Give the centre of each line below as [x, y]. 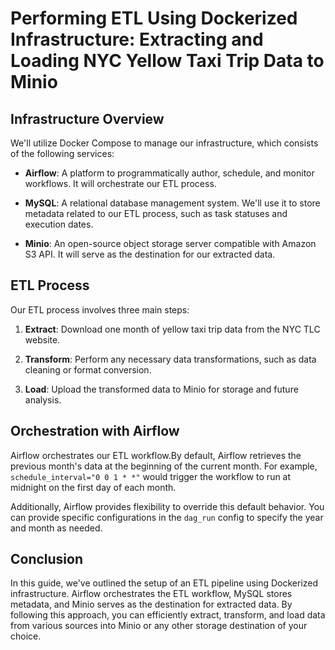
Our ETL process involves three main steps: [100, 309]
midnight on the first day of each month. [93, 487]
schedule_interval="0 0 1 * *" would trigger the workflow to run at [151, 476]
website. [42, 339]
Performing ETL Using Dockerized [154, 18]
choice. [26, 636]
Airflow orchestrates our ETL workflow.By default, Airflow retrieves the [156, 455]
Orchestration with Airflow [95, 431]
